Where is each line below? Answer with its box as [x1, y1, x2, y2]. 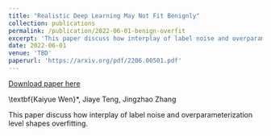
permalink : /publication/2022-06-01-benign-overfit [8, 27, 186, 35]
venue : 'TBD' [8, 49, 52, 57]
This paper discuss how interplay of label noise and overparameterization [8, 109, 253, 119]
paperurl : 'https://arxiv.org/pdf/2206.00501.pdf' [8, 57, 182, 65]
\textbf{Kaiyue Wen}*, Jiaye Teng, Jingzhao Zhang [8, 94, 177, 104]
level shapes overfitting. [8, 118, 89, 128]
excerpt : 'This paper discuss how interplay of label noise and [8, 34, 229, 43]
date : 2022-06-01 [8, 42, 67, 50]
